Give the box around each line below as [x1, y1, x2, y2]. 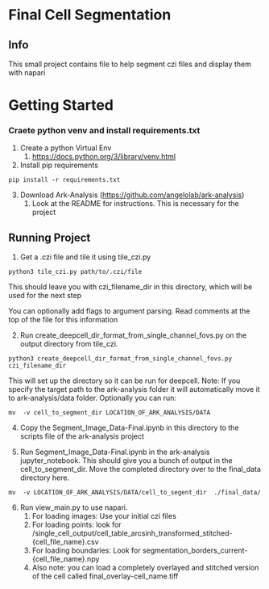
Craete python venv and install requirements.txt [8, 125, 201, 137]
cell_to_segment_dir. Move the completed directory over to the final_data [19, 465, 262, 474]
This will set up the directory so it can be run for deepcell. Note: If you [8, 376, 241, 385]
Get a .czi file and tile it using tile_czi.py [19, 252, 151, 262]
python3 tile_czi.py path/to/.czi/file [8, 268, 143, 276]
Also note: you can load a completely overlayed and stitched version [31, 563, 259, 573]
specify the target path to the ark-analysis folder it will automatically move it [8, 385, 260, 394]
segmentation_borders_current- [142, 545, 248, 555]
